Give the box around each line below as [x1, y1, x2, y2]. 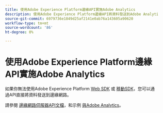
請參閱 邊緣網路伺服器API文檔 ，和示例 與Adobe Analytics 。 [5, 102, 124, 108]
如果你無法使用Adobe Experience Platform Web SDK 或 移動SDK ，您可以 [5, 86, 151, 92]
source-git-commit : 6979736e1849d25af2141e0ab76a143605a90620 [5, 16, 133, 21]
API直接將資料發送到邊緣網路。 [9, 92, 72, 97]
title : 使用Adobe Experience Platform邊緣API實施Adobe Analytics [5, 7, 136, 12]
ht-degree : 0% [5, 30, 34, 35]
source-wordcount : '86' [5, 25, 53, 30]
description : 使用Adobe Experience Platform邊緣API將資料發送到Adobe [5, 12, 142, 17]
